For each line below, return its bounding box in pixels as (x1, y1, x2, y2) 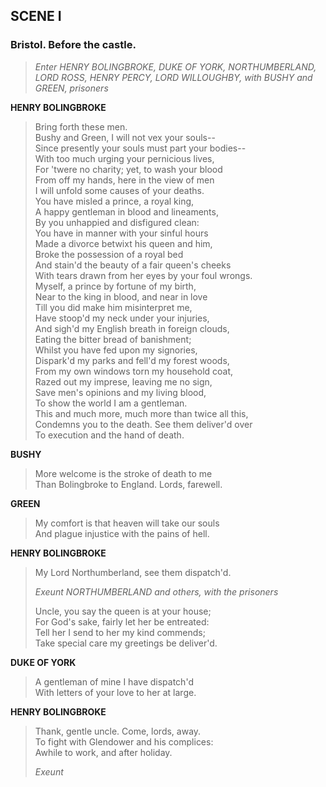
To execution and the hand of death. (34, 429, 185, 441)
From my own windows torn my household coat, (34, 365, 234, 377)
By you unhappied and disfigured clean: (34, 216, 200, 228)
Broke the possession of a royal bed (34, 248, 184, 260)
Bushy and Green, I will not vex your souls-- (34, 131, 216, 143)
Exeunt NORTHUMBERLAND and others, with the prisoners (34, 585, 279, 598)
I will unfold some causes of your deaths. (34, 184, 205, 196)
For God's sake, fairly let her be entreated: (34, 615, 210, 628)
